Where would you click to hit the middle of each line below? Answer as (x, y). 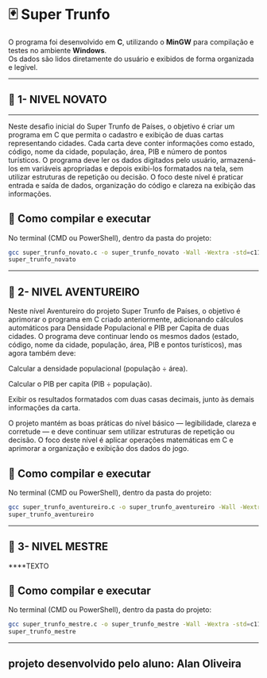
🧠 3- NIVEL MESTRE (58, 547)
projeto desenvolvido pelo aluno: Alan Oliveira (125, 664)
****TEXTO (29, 566)
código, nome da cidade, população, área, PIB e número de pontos (118, 152)
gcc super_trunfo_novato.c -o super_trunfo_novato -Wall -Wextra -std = (129, 252)
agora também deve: (42, 353)
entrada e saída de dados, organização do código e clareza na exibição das (132, 185)
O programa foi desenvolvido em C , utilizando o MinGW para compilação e (131, 42)
